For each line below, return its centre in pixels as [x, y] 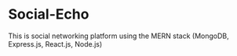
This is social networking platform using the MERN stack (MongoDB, [118, 36]
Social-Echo [49, 14]
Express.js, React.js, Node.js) [55, 44]
